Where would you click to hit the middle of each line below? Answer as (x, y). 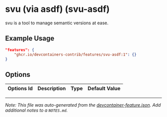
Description (52, 89)
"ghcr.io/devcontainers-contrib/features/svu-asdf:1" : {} (75, 55)
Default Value (104, 89)
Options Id (20, 89)
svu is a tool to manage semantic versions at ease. (57, 23)
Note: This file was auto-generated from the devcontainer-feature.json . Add (83, 105)
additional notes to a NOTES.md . (37, 111)
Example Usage (30, 38)
